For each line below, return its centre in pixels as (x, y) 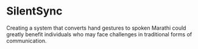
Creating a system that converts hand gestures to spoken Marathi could (96, 28)
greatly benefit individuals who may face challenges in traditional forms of (99, 34)
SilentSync (34, 11)
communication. (27, 41)
